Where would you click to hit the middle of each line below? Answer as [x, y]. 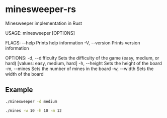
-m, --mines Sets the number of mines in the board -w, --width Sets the [79, 69]
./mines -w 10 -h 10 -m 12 [33, 110]
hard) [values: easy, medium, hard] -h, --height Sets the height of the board [84, 63]
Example [19, 90]
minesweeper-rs [41, 9]
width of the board [24, 74]
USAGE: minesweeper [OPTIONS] [40, 33]
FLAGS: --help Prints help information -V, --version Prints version [73, 43]
